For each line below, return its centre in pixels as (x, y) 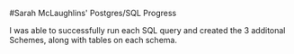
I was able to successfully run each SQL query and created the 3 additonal (147, 30)
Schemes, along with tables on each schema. (94, 40)
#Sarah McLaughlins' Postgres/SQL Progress (93, 13)
